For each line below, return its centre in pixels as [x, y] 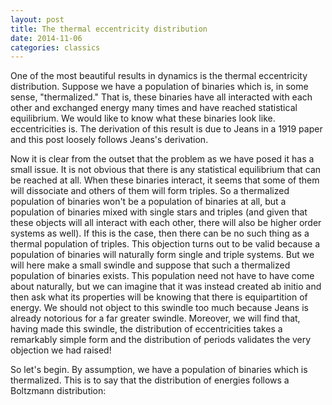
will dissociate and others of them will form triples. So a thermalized [150, 191]
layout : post [37, 19]
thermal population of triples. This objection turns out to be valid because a [165, 244]
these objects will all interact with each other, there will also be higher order [166, 223]
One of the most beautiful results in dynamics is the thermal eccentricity [159, 76]
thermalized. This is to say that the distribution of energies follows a [150, 380]
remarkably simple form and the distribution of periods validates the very [161, 340]
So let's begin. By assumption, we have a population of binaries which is [159, 370]
